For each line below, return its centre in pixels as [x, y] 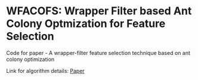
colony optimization [30, 59]
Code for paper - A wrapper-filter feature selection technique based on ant [98, 53]
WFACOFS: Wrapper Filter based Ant [99, 11]
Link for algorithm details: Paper [45, 70]
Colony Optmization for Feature [86, 24]
